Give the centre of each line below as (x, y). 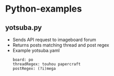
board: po (23, 60)
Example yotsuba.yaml (36, 50)
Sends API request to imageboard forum (54, 40)
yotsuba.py (23, 28)
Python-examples (44, 9)
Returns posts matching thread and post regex (61, 45)
